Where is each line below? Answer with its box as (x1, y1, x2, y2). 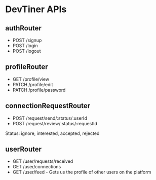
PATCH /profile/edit (12, 81, 53, 87)
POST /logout (12, 48, 42, 54)
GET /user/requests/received (12, 158, 73, 164)
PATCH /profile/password (12, 87, 66, 93)
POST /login (12, 43, 38, 49)
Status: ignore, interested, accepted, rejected (5, 130, 100, 136)
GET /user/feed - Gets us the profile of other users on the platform (12, 169, 151, 175)
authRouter (5, 24, 42, 32)
